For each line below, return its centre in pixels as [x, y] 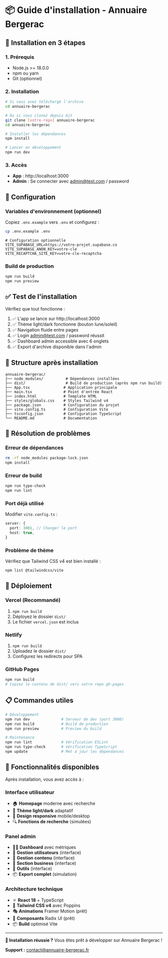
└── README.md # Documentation [51, 418]
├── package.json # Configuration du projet [62, 405]
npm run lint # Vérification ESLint [57, 742]
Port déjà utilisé [24, 503]
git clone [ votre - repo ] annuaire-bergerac [50, 120]
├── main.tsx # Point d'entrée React [59, 392]
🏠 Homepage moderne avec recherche [54, 803]
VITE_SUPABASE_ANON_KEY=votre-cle [41, 249]
